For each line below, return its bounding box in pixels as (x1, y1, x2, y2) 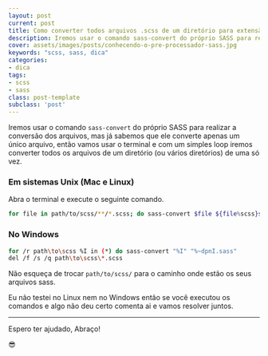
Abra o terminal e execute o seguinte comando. (8, 195, 164, 204)
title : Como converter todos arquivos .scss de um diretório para (8, 26, 234, 34)
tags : (8, 71, 26, 79)
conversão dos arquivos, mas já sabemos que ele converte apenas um (8, 131, 240, 140)
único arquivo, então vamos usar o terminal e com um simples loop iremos (8, 140, 253, 149)
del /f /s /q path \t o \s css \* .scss (8, 255, 124, 263)
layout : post (8, 11, 52, 20)
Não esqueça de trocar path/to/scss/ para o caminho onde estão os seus (8, 269, 252, 279)
